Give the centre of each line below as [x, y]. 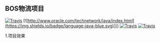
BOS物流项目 [25, 9]
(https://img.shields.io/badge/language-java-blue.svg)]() [62, 26]
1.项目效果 [15, 36]
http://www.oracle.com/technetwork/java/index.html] [81, 20]
